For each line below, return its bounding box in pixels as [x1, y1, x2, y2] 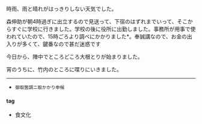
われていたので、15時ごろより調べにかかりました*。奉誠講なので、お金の [6, 33, 188, 40]
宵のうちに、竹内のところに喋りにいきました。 [6, 66, 122, 73]
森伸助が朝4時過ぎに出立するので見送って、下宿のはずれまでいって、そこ [6, 18, 188, 25]
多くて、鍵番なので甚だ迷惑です [22, 41, 101, 47]
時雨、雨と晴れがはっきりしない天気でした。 [6, 5, 117, 12]
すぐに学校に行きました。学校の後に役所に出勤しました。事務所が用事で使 [11, 26, 196, 32]
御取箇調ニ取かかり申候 [14, 84, 65, 90]
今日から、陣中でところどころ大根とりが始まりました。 [6, 53, 143, 60]
